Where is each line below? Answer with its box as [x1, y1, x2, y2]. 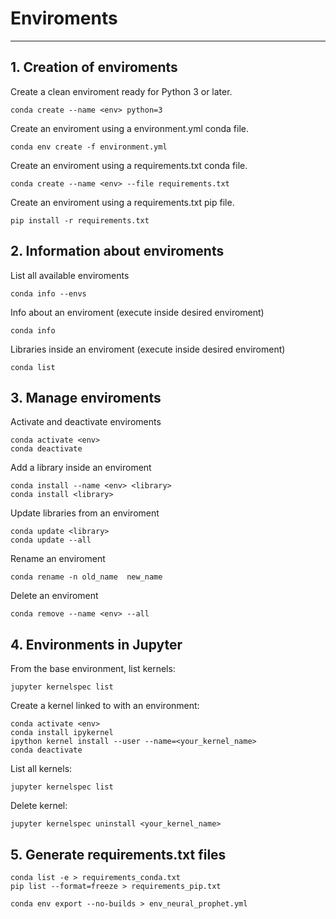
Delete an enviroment [10, 590, 99, 602]
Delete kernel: [10, 800, 68, 812]
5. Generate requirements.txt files [10, 846, 227, 863]
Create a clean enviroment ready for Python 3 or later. [10, 85, 233, 97]
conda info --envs [10, 288, 87, 299]
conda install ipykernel [10, 728, 114, 738]
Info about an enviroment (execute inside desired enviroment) [10, 306, 265, 318]
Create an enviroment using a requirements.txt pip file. [10, 196, 235, 208]
